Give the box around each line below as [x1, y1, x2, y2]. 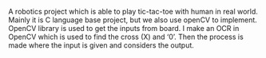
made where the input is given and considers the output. [8, 41, 194, 50]
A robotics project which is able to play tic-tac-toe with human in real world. [8, 7, 258, 16]
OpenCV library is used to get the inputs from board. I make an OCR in [8, 24, 240, 33]
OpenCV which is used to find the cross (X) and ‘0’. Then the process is [8, 32, 244, 41]
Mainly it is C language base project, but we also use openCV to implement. [8, 15, 257, 25]
